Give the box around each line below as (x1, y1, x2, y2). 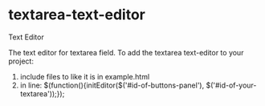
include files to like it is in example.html (19, 71, 150, 81)
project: (8, 56, 35, 66)
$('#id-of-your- (206, 80, 257, 90)
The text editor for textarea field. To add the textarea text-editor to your (8, 47, 244, 57)
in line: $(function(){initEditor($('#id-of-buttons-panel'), (19, 80, 205, 90)
